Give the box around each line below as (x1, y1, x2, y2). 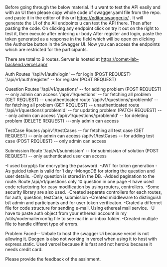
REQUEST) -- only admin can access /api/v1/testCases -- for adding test (5, 133, 154, 138)
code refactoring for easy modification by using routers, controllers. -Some (5, 184, 160, 190)
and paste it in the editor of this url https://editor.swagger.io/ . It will (5, 15, 144, 20)
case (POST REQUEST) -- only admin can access (5, 138, 107, 144)
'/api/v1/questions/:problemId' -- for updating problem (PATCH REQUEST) (5, 107, 157, 113)
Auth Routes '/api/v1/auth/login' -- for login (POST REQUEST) (5, 71, 131, 77)
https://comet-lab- (101, 56, 139, 62)
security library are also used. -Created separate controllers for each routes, (5, 189, 162, 195)
